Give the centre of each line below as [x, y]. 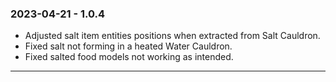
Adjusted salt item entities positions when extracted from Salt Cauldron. [172, 36]
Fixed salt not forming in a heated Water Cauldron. [128, 46]
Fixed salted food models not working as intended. [129, 57]
